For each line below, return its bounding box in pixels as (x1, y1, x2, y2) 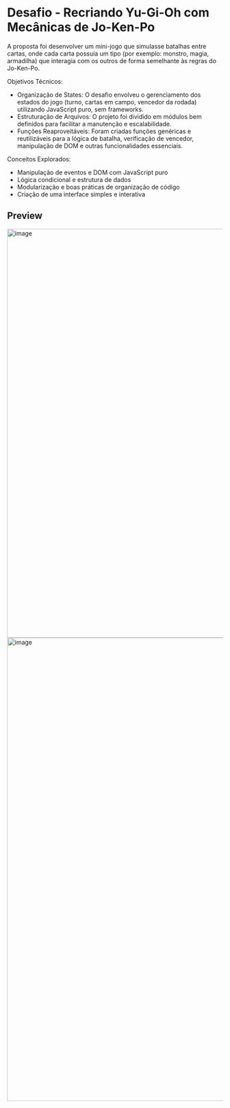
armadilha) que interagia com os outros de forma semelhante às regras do (7, 56, 217, 65)
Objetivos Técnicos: (7, 77, 63, 85)
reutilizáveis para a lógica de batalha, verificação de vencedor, (16, 134, 194, 142)
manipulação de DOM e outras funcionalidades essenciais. (16, 141, 183, 150)
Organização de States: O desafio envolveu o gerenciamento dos (16, 91, 201, 99)
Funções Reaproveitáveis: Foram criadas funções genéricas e (16, 127, 192, 135)
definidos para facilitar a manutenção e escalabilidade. (16, 119, 172, 128)
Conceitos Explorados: (7, 154, 71, 163)
